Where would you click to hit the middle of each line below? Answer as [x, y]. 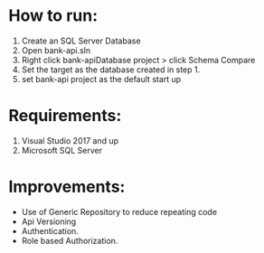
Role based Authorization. [70, 240]
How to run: [53, 16]
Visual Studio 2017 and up [70, 140]
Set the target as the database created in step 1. [111, 70]
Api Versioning [49, 221]
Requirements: [65, 116]
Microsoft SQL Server [62, 150]
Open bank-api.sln [56, 50]
